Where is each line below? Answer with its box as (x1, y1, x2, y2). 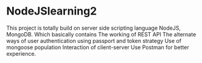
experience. (6, 50, 37, 57)
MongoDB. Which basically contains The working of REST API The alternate (6, 30, 197, 38)
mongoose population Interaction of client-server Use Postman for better (6, 44, 190, 51)
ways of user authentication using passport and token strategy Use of (6, 37, 181, 44)
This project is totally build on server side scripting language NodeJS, (6, 24, 181, 31)
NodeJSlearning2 (6, 4, 97, 18)
